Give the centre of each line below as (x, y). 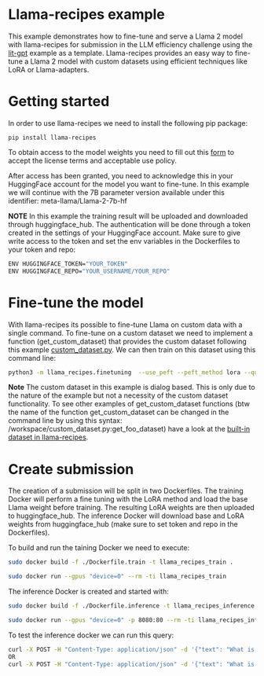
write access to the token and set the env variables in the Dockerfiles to (124, 241)
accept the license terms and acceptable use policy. (92, 160)
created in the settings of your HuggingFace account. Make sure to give (125, 233)
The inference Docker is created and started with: (88, 592)
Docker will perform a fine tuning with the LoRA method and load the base (128, 499)
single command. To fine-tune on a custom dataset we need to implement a (130, 332)
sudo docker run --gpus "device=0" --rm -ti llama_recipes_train (117, 577)
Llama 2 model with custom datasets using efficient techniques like (139, 61)
